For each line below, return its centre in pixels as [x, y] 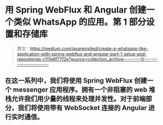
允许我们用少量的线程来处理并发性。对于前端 [79, 99]
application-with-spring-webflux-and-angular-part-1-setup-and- [82, 54]
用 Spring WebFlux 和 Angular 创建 [76, 10]
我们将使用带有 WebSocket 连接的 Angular [82, 108]
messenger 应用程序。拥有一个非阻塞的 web [80, 90]
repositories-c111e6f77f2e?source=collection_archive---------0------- [87, 59]
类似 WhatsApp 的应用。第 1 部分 [80, 22]
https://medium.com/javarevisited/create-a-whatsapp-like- [89, 48]
